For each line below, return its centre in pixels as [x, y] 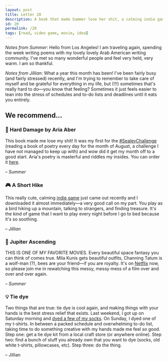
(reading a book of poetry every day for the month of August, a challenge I [82, 146]
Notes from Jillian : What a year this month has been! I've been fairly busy [81, 73]
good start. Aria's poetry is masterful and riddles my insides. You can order [82, 156]
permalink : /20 [21, 29]
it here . [12, 162]
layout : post [19, 10]
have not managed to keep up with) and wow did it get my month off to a [80, 151]
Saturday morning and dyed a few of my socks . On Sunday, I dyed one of [80, 318]
